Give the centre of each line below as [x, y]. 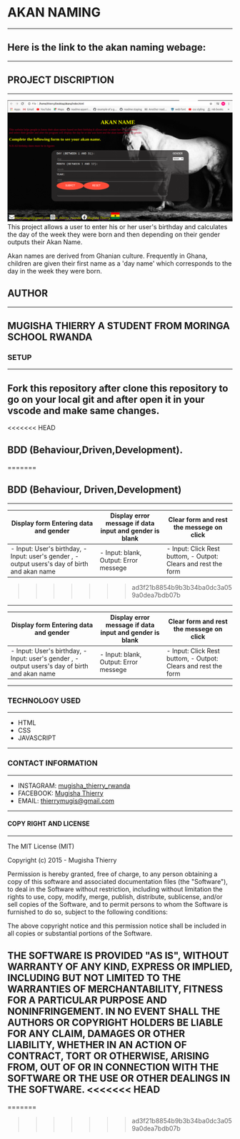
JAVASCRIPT [37, 738]
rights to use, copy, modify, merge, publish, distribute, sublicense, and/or [115, 896]
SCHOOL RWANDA [50, 337]
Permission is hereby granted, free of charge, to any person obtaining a [112, 874]
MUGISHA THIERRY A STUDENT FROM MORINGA [119, 326]
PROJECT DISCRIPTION [61, 80]
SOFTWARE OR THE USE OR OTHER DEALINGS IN [119, 1079]
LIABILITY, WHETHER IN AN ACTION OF [97, 1045]
